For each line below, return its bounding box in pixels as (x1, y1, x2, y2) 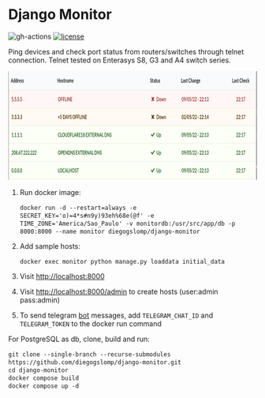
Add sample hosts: (19, 241, 81, 250)
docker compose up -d (8, 381, 80, 390)
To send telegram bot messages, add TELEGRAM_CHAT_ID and (19, 310, 214, 320)
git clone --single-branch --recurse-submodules (8, 350, 171, 359)
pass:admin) (19, 295, 61, 305)
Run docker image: (19, 187, 81, 197)
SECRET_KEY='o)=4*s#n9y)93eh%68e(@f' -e (19, 212, 155, 220)
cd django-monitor (8, 366, 69, 374)
